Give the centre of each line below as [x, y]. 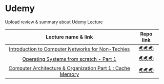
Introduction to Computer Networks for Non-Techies [70, 49]
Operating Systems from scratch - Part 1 [69, 59]
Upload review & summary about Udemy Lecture [54, 22]
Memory [69, 74]
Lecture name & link [69, 37]
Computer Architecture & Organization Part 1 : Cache [69, 68]
